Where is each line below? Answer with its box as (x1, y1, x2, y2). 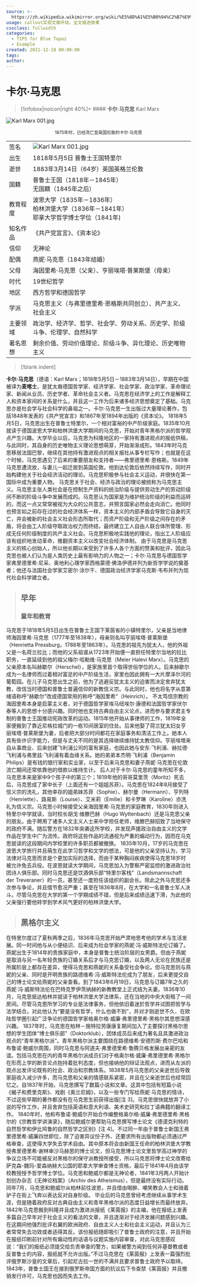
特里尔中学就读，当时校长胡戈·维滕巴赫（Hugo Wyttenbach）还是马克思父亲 (6, 810, 191, 817)
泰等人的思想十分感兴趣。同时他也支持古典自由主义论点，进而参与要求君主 (6, 707, 186, 715)
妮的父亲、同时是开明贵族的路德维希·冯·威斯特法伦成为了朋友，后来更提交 (6, 971, 184, 978)
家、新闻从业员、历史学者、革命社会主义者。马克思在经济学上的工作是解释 (6, 390, 186, 398)
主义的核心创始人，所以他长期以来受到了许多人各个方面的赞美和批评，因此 (6, 545, 186, 552)
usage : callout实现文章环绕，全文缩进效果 (6, 19, 100, 25)
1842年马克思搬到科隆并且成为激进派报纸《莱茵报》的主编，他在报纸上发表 (6, 1206, 188, 1213)
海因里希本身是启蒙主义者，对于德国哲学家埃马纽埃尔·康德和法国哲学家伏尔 (6, 700, 188, 707)
